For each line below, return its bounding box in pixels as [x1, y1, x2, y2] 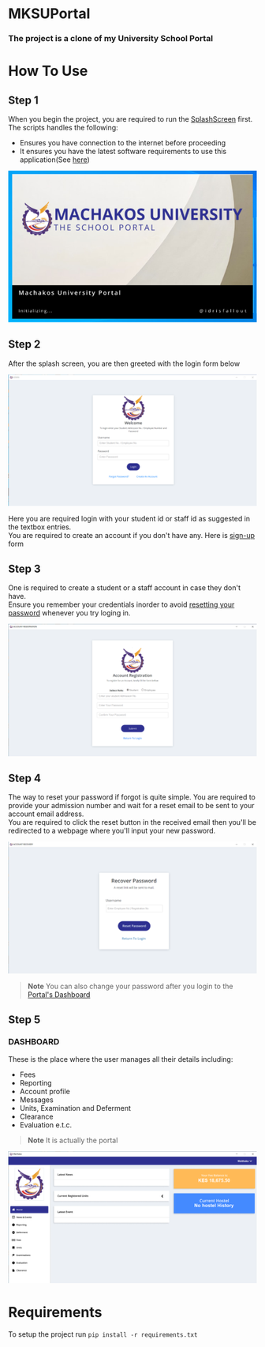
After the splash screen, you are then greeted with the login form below [8, 359, 241, 368]
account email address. [8, 809, 84, 818]
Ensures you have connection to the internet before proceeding [19, 138, 226, 148]
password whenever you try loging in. [8, 608, 131, 618]
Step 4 [8, 771, 42, 784]
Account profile [19, 1086, 71, 1096]
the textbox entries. [8, 522, 72, 532]
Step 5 [8, 1013, 41, 1026]
